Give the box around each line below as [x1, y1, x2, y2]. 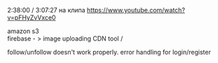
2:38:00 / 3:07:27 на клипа [7, 6, 86, 14]
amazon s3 [7, 27, 40, 35]
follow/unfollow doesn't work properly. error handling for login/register [7, 48, 212, 56]
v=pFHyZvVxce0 [7, 13, 56, 22]
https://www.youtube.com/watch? [86, 6, 186, 14]
